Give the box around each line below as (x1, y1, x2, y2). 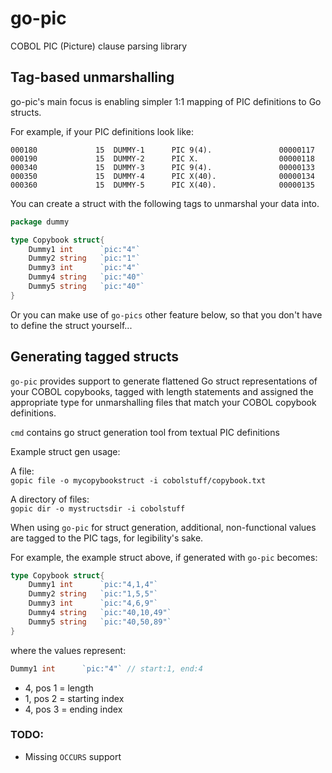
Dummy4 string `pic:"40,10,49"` (28, 608, 172, 618)
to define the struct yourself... (10, 319, 133, 331)
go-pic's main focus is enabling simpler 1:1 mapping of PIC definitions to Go (10, 95, 322, 107)
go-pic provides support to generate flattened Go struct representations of (10, 375, 318, 387)
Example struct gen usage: (10, 445, 121, 457)
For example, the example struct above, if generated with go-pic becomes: (10, 551, 318, 563)
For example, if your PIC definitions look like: (10, 125, 194, 137)
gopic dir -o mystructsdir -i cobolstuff (10, 503, 186, 514)
